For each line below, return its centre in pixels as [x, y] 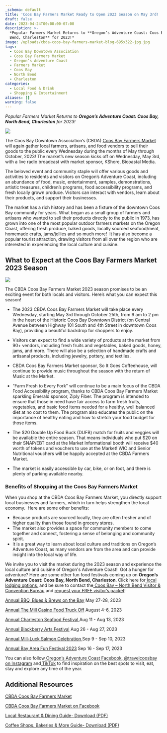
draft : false [19, 19]
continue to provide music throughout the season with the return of [81, 370]
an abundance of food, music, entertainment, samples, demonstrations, [78, 182]
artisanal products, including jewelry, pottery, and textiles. [72, 356]
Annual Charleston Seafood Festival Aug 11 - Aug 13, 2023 [65, 620]
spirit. [18, 539]
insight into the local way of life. [45, 554]
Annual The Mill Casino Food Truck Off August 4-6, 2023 [64, 610]
